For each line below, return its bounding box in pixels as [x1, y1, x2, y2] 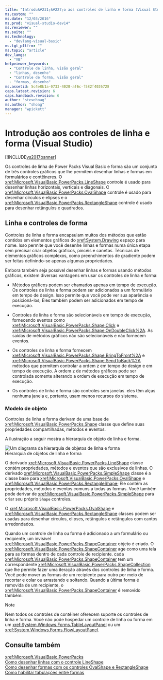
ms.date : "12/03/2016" [5, 16, 51, 21]
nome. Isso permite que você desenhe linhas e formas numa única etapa [5, 242, 150, 248]
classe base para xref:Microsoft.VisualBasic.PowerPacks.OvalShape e [5, 475, 146, 481]
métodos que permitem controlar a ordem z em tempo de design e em [12, 363, 153, 368]
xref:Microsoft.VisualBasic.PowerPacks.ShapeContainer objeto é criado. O [5, 541, 154, 547]
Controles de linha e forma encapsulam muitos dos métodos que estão [5, 232, 147, 238]
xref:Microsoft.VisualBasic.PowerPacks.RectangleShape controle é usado [5, 200, 152, 205]
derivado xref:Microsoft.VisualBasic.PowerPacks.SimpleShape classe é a [5, 470, 151, 476]
